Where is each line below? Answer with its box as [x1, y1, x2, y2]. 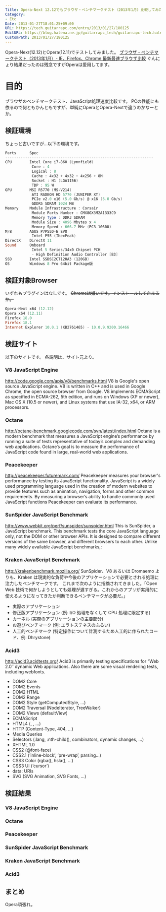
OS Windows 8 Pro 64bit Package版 [5, 261, 93, 266]
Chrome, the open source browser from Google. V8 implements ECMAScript [5, 388, 161, 394]
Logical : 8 [31, 169, 56, 174]
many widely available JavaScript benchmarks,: [5, 544, 102, 550]
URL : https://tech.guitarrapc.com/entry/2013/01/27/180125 [5, 26, 129, 31]
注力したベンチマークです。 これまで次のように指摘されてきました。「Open [5, 580, 158, 586]
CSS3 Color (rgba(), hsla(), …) [12, 758, 73, 764]
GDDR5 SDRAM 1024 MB [31, 201, 74, 206]
